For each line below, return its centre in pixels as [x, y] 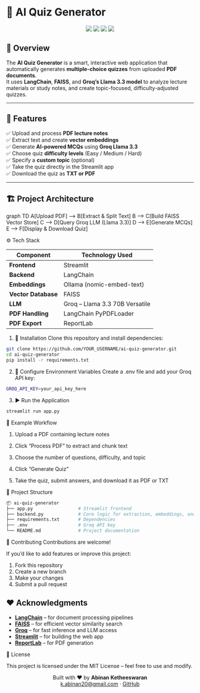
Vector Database [34, 294]
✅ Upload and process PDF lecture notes [57, 133]
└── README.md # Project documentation [73, 531]
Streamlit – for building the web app [59, 636]
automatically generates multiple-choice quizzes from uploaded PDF [92, 69]
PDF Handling [29, 314]
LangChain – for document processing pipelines [74, 617]
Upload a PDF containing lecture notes [62, 434]
